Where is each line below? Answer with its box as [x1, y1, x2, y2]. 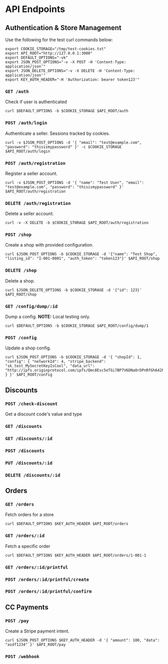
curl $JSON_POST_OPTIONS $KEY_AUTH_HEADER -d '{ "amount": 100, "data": [5, 638, 160, 643]
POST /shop [5, 232, 31, 238]
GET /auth [5, 89, 29, 94]
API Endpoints [5, 4, 65, 15]
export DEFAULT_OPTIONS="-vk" [5, 55, 68, 60]
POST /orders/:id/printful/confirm [5, 589, 92, 594]
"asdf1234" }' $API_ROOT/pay [5, 642, 66, 647]
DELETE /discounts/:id [5, 472, 60, 478]
